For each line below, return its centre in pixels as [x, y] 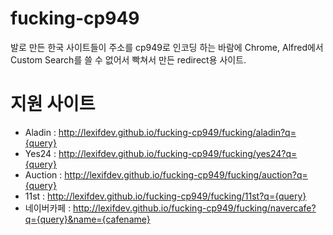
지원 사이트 [53, 104]
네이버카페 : [48, 208]
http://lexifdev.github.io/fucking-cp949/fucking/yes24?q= [178, 153]
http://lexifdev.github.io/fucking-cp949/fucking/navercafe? [195, 208]
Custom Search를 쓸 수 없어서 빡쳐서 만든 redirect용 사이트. [128, 59]
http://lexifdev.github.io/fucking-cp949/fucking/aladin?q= [177, 132]
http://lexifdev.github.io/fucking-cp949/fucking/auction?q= [186, 174]
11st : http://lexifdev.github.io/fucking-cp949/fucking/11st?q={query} [165, 196]
